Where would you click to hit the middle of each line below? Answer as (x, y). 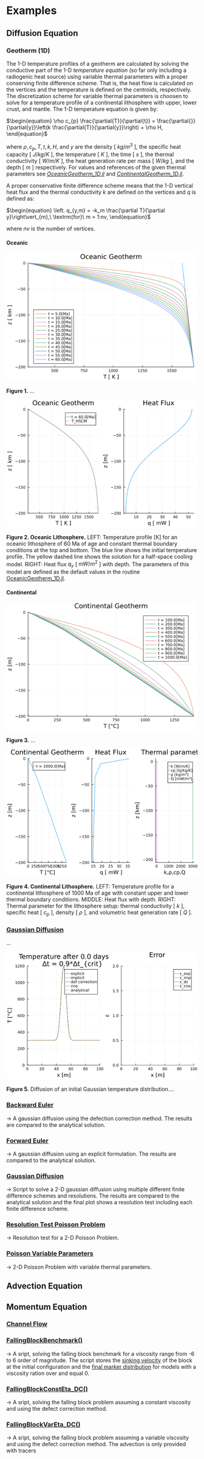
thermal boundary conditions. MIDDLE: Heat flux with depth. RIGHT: (91, 900)
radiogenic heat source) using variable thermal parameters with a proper (97, 76)
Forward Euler (27, 1140)
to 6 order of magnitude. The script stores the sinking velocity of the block (99, 1360)
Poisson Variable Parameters (50, 1254)
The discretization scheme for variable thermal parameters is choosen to (97, 96)
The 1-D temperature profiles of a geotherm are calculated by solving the (98, 63)
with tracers (21, 1450)
